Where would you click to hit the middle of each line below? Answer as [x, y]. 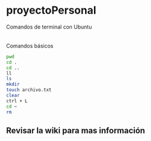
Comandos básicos [30, 46]
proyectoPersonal [51, 10]
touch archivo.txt [29, 90]
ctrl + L [17, 101]
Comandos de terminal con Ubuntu [49, 27]
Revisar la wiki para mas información [76, 131]
